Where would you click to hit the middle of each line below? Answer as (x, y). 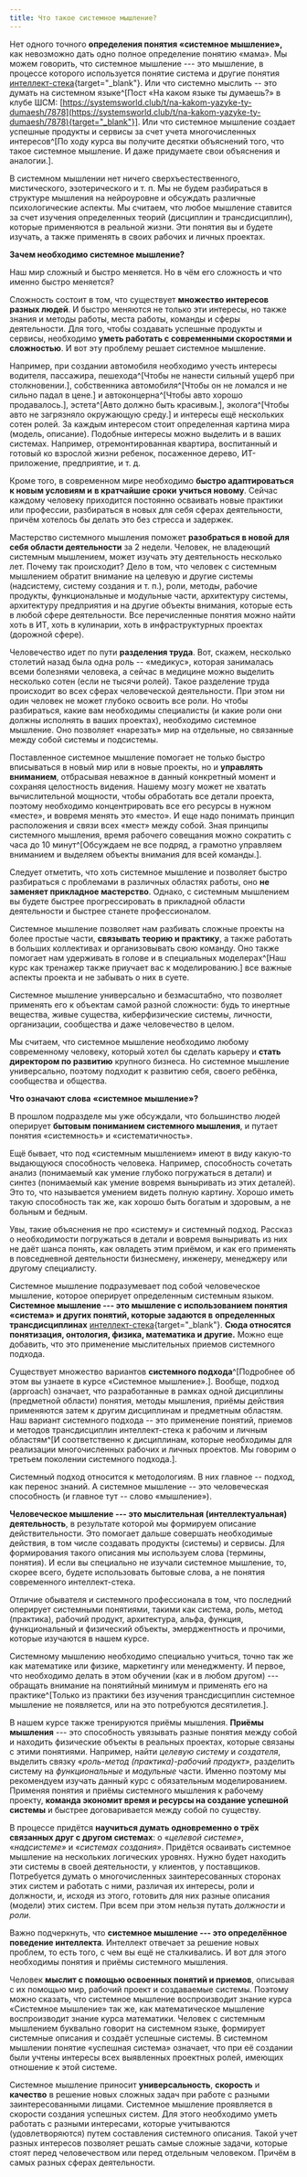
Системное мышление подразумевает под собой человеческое (135, 1286)
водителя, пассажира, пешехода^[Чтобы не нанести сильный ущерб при (152, 375)
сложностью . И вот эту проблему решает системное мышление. (138, 347)
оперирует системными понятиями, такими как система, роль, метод (146, 1609)
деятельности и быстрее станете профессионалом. (111, 911)
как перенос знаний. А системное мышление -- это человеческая (139, 1486)
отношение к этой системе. (64, 2066)
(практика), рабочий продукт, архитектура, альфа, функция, (127, 1618)
